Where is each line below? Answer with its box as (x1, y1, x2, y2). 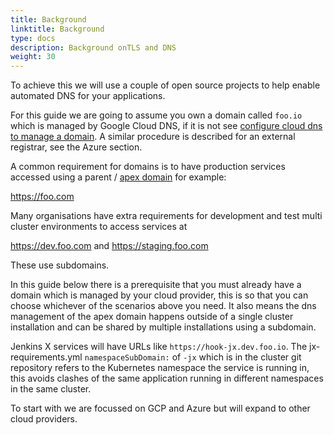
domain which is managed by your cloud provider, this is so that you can (10, 289, 309, 301)
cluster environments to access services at (10, 221, 188, 233)
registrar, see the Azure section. (10, 141, 143, 153)
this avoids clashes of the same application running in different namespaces (10, 372, 324, 385)
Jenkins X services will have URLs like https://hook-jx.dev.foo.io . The (10, 341, 308, 353)
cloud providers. (10, 413, 78, 425)
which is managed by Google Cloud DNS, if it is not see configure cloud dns (10, 120, 323, 132)
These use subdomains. (10, 259, 110, 271)
